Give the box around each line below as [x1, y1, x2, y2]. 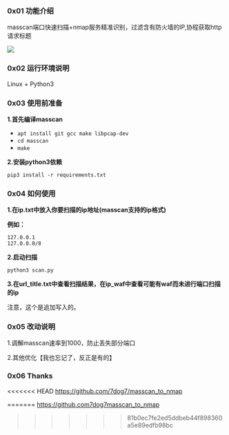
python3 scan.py [7, 267, 54, 274]
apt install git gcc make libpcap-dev [17, 130, 129, 137]
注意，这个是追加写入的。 [7, 303, 80, 312]
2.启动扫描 [7, 253, 38, 261]
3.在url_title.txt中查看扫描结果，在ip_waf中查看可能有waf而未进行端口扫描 [7, 280, 221, 288]
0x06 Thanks [7, 371, 53, 381]
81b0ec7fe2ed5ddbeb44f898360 [127, 414, 223, 422]
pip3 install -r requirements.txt [7, 171, 107, 179]
